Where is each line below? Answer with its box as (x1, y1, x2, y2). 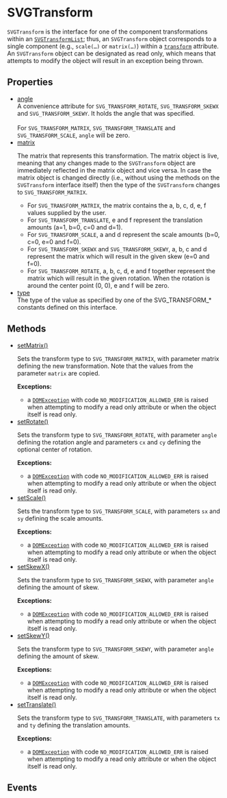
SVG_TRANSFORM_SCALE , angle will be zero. (16, 131, 130, 139)
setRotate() (16, 417, 49, 425)
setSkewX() (16, 562, 50, 571)
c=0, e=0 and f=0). (27, 238, 81, 246)
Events (7, 782, 38, 793)
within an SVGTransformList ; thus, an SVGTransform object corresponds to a (7, 34, 217, 42)
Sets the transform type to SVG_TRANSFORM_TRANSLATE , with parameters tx (16, 714, 221, 722)
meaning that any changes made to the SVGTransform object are (16, 159, 196, 167)
